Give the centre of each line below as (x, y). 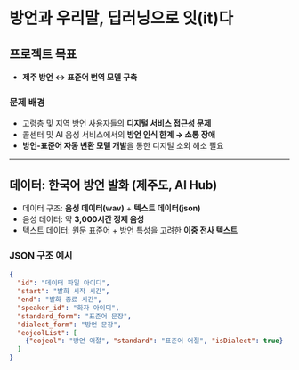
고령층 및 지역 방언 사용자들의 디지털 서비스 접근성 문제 (117, 123)
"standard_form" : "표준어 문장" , (74, 316)
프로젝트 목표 (43, 54)
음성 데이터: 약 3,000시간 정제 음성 (83, 219)
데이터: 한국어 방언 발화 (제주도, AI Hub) (113, 185)
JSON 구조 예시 (41, 256)
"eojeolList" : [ (47, 333)
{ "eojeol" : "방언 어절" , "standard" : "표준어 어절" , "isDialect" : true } (154, 341)
